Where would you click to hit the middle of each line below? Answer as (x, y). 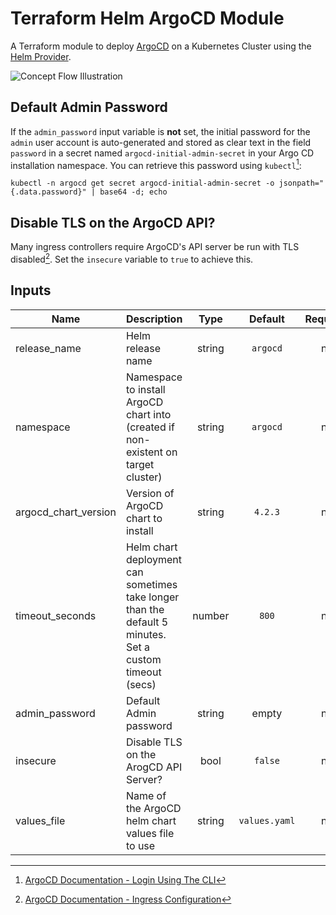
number (211, 615)
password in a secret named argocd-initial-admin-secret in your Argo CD (162, 153)
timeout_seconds (56, 615)
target (140, 464)
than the (145, 609)
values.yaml (267, 820)
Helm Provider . (41, 56)
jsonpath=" (301, 183)
